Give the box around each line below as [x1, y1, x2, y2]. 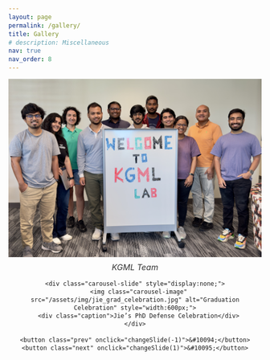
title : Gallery [8, 30, 59, 38]
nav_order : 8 [8, 55, 52, 63]
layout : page [8, 13, 52, 21]
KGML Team [111, 261, 159, 272]
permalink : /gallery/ [8, 21, 81, 30]
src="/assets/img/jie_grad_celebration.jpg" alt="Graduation [31, 296, 239, 304]
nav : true [8, 47, 42, 55]
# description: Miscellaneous [8, 39, 110, 47]
